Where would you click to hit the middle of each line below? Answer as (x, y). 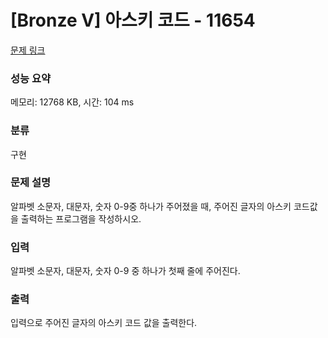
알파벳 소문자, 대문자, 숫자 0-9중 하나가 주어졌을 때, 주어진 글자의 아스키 (151, 206)
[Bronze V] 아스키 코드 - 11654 (133, 20)
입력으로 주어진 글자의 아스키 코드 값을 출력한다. (104, 323)
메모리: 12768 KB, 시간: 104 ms (72, 102)
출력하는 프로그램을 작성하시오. (81, 218)
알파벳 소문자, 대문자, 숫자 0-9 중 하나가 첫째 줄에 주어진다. (125, 271)
